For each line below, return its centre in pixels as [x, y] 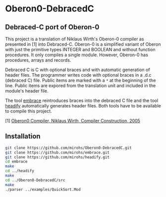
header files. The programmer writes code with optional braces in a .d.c [78, 75]
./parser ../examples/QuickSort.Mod [43, 190]
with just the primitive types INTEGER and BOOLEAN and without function [80, 49]
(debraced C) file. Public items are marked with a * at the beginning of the [81, 80]
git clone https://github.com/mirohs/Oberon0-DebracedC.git [69, 148]
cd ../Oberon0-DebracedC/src [35, 180]
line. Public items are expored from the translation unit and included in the [81, 86]
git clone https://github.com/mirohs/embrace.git [57, 152]
